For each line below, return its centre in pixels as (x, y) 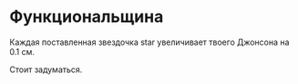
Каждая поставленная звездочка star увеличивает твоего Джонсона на (149, 42)
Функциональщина (87, 17)
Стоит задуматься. (46, 69)
